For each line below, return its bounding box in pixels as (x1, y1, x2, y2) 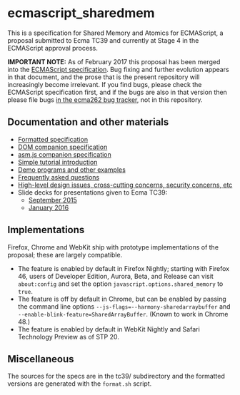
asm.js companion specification (17, 150, 112, 158)
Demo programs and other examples (17, 165, 126, 174)
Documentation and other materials (7, 116, 169, 128)
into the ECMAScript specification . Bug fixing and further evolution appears (7, 65, 230, 73)
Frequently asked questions (17, 173, 100, 181)
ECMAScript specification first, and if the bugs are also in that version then (7, 88, 227, 96)
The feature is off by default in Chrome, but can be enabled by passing (17, 294, 226, 303)
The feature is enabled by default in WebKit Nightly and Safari (17, 324, 200, 333)
